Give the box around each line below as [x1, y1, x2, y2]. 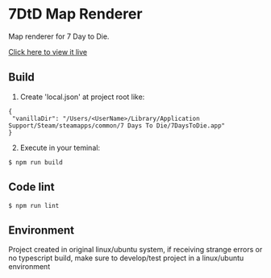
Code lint [8, 180, 55, 194]
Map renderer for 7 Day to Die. [8, 31, 110, 41]
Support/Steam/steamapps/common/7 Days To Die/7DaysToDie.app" [8, 122, 226, 130]
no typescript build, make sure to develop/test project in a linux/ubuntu [8, 253, 244, 263]
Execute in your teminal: [19, 143, 101, 152]
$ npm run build [8, 158, 63, 166]
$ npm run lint [8, 201, 60, 210]
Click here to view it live [8, 47, 87, 56]
